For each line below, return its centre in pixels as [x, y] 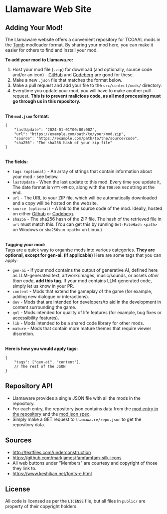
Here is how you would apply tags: [42, 348]
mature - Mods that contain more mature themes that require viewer [82, 328]
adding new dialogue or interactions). [51, 297]
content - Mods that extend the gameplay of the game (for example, [82, 291]
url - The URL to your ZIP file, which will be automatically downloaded [84, 198]
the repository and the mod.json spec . [52, 414]
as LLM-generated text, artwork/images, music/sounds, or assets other [86, 275]
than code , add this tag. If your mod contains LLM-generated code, [82, 281]
